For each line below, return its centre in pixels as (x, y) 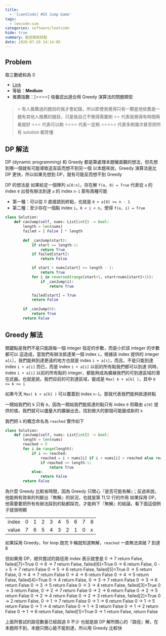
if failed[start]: (50, 254)
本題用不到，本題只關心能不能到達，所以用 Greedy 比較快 (64, 628)
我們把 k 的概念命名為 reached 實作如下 (45, 421)
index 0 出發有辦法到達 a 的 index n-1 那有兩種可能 (56, 191)
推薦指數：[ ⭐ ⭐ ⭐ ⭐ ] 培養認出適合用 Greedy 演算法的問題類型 (73, 97)
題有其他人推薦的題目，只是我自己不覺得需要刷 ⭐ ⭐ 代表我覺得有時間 (86, 117)
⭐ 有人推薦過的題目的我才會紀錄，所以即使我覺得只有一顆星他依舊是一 (89, 109)
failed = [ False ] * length (53, 231)
